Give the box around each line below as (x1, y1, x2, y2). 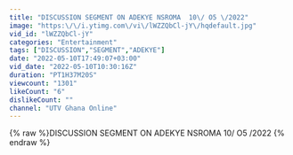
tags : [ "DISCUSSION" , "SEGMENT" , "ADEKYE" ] (9, 46, 166, 55)
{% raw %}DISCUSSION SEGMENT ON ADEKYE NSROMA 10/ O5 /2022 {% (9, 128, 285, 138)
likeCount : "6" (9, 87, 66, 96)
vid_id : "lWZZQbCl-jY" (9, 29, 94, 38)
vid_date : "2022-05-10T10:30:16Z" (9, 63, 138, 72)
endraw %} (9, 137, 51, 148)
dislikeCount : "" (9, 95, 74, 105)
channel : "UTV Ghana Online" (9, 104, 118, 112)
